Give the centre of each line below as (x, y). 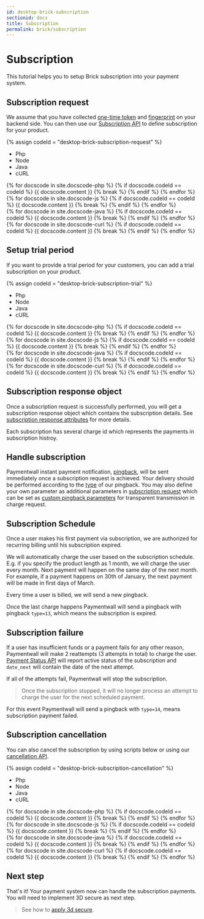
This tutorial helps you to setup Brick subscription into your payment (93, 77)
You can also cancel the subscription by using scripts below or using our (98, 750)
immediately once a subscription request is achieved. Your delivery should (100, 479)
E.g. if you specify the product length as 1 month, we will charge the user (98, 563)
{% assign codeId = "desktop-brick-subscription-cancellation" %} (90, 768)
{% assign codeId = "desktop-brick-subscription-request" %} (84, 142)
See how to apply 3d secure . (58, 909)
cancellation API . (28, 756)
